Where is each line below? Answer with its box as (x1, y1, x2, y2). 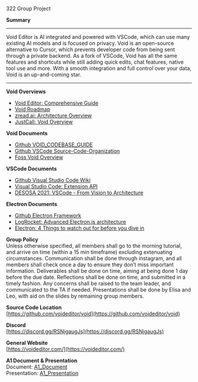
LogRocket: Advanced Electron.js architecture (14, 218, 127, 225)
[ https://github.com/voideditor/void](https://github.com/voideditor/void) (6, 310, 180, 317)
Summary (6, 17, 31, 23)
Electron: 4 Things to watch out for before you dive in (14, 224, 144, 231)
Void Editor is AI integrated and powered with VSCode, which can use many (6, 34, 190, 40)
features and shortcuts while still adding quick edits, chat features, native (6, 58, 184, 66)
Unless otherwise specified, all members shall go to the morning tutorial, (6, 242, 182, 249)
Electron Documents (6, 201, 58, 207)
